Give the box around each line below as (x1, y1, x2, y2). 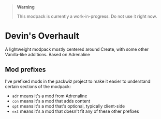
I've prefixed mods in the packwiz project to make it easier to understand (5, 78, 151, 84)
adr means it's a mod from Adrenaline (12, 93, 88, 99)
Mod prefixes (5, 65, 46, 74)
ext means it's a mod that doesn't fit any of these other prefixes (12, 108, 139, 114)
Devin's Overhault (5, 30, 79, 42)
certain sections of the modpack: (5, 83, 71, 89)
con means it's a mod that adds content (12, 98, 90, 104)
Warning (16, 4, 35, 10)
